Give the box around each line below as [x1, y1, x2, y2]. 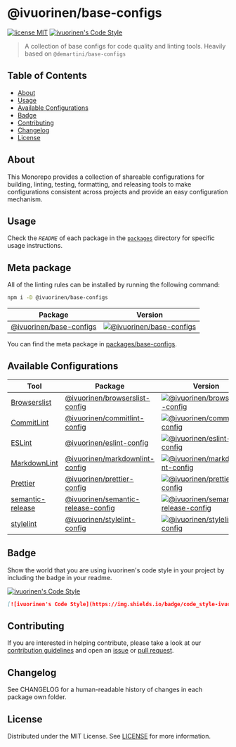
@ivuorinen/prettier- [65, 474, 134, 484]
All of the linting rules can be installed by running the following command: [7, 280, 220, 289]
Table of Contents [7, 70, 88, 82]
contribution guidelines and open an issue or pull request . [7, 646, 174, 655]
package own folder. [7, 693, 67, 701]
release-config [65, 503, 115, 513]
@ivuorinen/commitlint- [65, 413, 145, 423]
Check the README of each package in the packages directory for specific [7, 234, 216, 242]
